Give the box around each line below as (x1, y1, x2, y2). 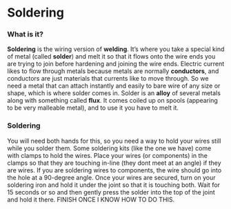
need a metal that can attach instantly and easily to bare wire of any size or (7, 81, 221, 90)
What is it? (7, 30, 43, 39)
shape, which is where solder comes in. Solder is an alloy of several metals (7, 89, 221, 97)
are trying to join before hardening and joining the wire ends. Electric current (7, 60, 225, 68)
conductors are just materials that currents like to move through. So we (7, 74, 209, 83)
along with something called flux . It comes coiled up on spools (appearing (7, 97, 219, 105)
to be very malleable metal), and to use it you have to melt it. (7, 103, 179, 112)
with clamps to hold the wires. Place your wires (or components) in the (7, 151, 208, 159)
